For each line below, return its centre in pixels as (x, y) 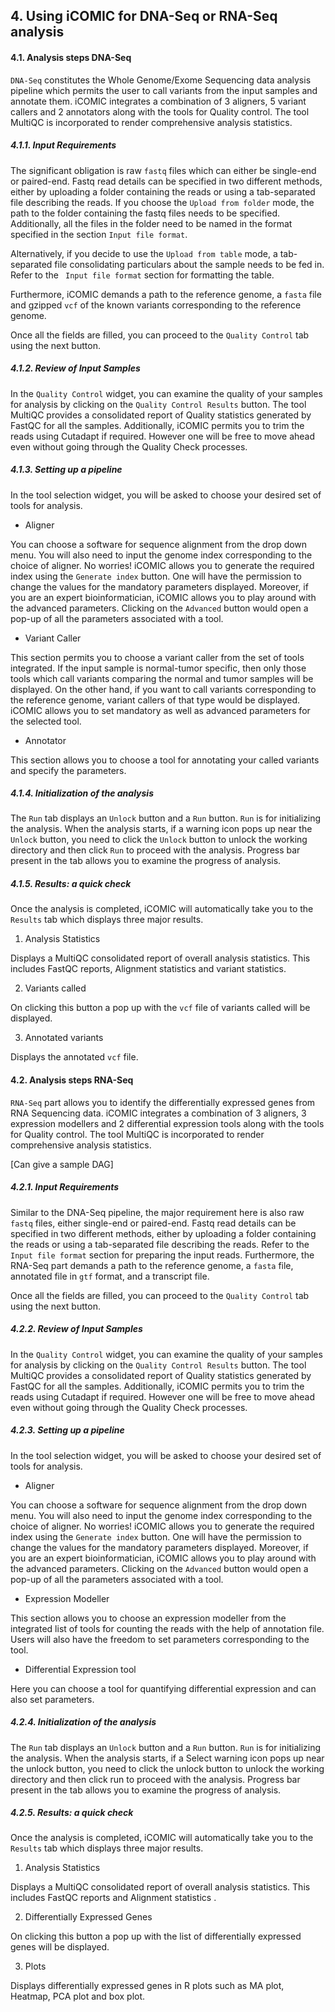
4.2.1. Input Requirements (65, 1187)
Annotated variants (64, 1038)
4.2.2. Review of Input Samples (76, 1329)
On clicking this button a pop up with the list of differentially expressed (156, 1936)
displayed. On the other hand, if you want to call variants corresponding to (163, 689)
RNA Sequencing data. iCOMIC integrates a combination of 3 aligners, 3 (158, 1113)
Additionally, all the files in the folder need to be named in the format (151, 223)
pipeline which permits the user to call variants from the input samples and (164, 90)
